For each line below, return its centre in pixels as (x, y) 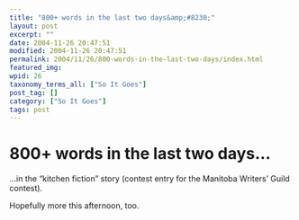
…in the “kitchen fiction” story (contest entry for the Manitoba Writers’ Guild (149, 179)
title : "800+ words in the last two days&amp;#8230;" (113, 18)
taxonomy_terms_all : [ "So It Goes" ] (78, 84)
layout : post (34, 26)
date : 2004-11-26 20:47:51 (60, 43)
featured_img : (36, 68)
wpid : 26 (26, 76)
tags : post (30, 110)
